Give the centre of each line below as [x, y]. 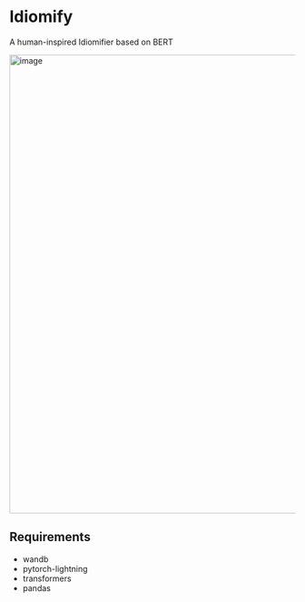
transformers [47, 578]
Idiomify [41, 17]
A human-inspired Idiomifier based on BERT [92, 42]
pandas [37, 587]
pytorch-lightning [55, 568]
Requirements [50, 537]
